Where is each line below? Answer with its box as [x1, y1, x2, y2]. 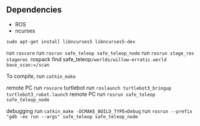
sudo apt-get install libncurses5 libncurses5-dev [6, 38, 136, 44]
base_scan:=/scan [6, 62, 50, 68]
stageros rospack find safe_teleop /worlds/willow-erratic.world [6, 55, 167, 62]
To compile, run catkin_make [6, 72, 76, 80]
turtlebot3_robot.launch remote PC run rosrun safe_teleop [6, 90, 156, 98]
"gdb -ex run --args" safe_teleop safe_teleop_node [6, 113, 138, 119]
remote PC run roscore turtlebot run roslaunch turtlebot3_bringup [6, 84, 172, 91]
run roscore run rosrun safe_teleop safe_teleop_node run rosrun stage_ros [6, 49, 195, 56]
